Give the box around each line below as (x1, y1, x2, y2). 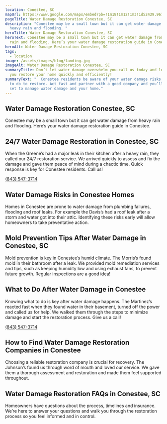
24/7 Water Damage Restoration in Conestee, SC (5, 137, 159, 146)
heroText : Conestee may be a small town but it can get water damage (5, 35, 153, 40)
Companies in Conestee (5, 346, 81, 354)
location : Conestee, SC (5, 7, 55, 12)
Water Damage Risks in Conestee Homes (5, 190, 134, 199)
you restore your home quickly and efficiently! (9, 72, 112, 77)
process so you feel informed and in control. (5, 414, 96, 420)
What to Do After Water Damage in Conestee (5, 285, 146, 294)
